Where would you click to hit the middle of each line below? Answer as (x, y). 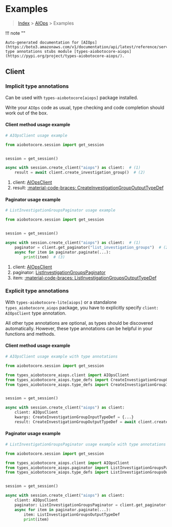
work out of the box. (27, 113)
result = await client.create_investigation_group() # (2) (80, 172)
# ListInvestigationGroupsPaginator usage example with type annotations (86, 444)
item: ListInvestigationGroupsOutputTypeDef (72, 514)
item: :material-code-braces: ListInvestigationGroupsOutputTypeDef (85, 278)
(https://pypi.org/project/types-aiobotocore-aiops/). (65, 56)
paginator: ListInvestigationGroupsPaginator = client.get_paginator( (91, 505)
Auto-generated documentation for (42, 42)
